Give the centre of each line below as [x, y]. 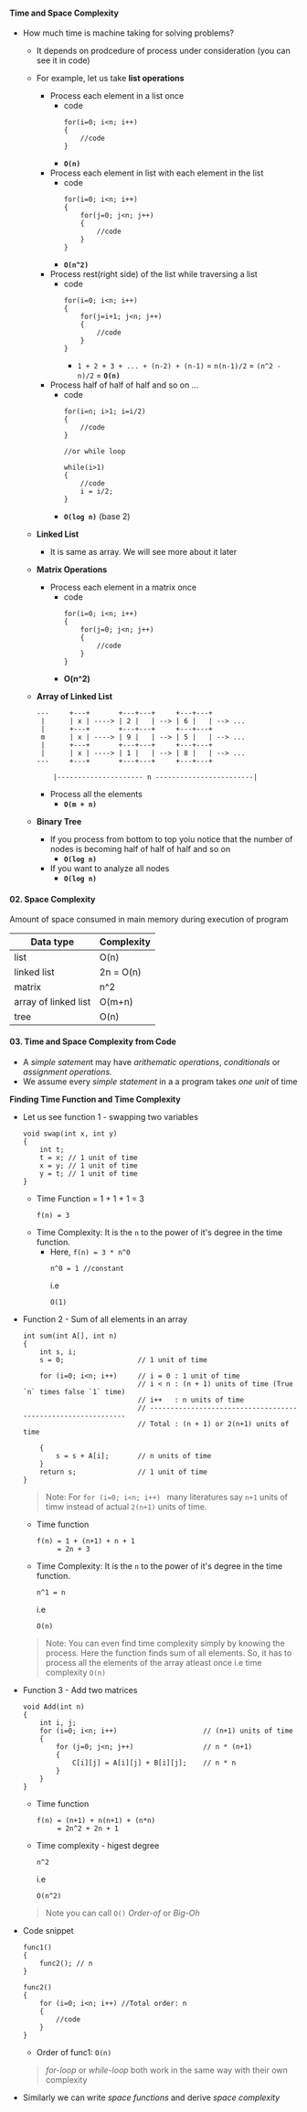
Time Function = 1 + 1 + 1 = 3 [90, 1199]
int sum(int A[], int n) [70, 1336]
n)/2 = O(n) [99, 376]
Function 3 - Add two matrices [80, 1690]
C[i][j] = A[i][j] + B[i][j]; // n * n [154, 1763]
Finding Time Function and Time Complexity [95, 1099]
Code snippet [48, 1930]
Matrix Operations [72, 570]
